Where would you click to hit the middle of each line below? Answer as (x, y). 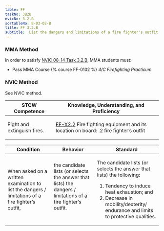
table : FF (15, 10)
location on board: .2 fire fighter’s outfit (100, 130)
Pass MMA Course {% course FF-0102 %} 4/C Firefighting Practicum (82, 69)
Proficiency (106, 111)
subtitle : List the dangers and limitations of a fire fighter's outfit (82, 32)
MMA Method (22, 49)
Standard (127, 149)
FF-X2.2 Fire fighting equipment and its (101, 124)
